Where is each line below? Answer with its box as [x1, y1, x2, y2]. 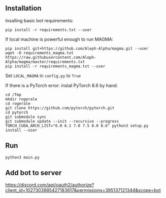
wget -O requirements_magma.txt [5, 50, 74, 55]
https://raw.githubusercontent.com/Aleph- [5, 55, 96, 60]
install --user [5, 128, 38, 133]
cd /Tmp [5, 92, 22, 97]
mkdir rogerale [5, 96, 38, 102]
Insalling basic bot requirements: [5, 17, 74, 23]
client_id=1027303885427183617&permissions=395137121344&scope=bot [5, 187, 161, 193]
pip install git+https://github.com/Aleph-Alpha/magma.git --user [5, 46, 149, 51]
